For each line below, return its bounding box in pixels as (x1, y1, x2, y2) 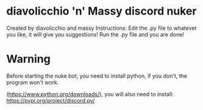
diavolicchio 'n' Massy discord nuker (6, 4, 197, 18)
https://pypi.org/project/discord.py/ (6, 97, 95, 104)
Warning (6, 52, 51, 66)
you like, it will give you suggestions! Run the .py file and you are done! (6, 30, 185, 38)
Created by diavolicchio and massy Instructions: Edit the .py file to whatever (6, 24, 197, 32)
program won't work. (6, 78, 59, 86)
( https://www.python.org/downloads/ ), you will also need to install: (6, 90, 174, 98)
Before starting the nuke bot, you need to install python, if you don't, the (6, 72, 188, 80)
